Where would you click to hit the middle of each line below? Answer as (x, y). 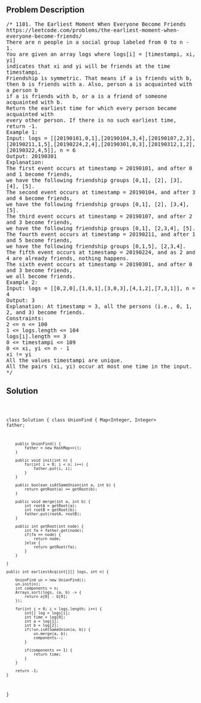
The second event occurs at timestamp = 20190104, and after (98, 192)
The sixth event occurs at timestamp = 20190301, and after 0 (99, 264)
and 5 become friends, (39, 240)
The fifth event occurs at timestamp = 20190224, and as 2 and (101, 252)
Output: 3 (20, 300)
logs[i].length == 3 (36, 336)
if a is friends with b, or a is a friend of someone (87, 96)
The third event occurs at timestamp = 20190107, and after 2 (99, 216)
